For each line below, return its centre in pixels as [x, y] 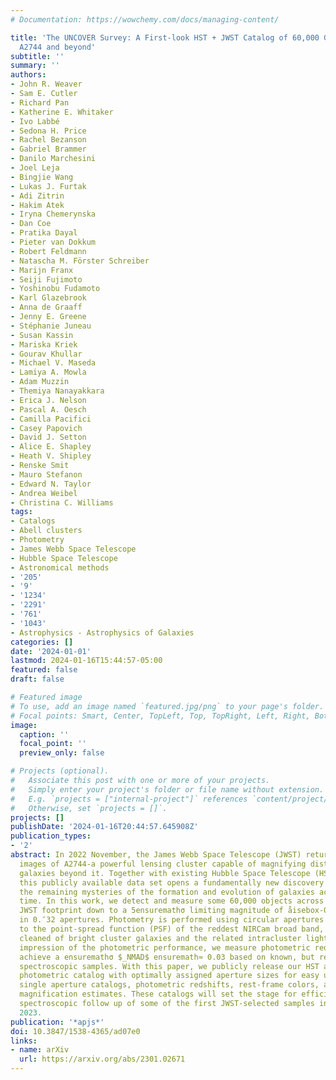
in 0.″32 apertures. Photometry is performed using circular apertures [172, 920]
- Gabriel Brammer [48, 149]
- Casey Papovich [46, 428]
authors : [28, 75]
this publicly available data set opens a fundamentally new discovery [172, 882]
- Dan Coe [31, 224]
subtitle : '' [37, 56]
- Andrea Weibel [44, 493]
